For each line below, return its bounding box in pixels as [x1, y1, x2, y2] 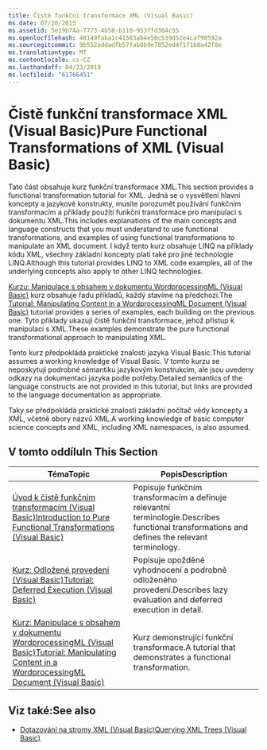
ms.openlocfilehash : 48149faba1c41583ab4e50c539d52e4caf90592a [8, 33, 222, 42]
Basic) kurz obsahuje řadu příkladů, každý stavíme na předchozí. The [8, 290, 233, 300]
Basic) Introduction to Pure [12, 512, 110, 523]
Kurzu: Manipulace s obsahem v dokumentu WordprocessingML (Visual [8, 281, 243, 291]
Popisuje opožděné [133, 555, 205, 566]
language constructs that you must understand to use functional [8, 224, 219, 234]
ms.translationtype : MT [8, 48, 87, 56]
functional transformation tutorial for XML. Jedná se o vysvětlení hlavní [8, 190, 241, 199]
